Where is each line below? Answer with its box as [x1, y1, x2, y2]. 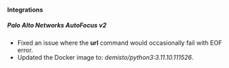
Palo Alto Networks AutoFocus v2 [7, 21, 107, 30]
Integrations [7, 5, 44, 14]
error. [17, 45, 33, 54]
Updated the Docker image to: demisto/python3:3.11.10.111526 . [17, 53, 194, 61]
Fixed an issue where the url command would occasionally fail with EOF [17, 38, 223, 47]
